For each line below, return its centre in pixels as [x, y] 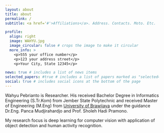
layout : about [20, 9]
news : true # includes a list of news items [51, 73]
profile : [14, 32]
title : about [18, 14]
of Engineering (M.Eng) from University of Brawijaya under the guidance [78, 106]
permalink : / [18, 19]
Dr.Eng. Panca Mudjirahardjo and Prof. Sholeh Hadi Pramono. [67, 111]
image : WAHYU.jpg [27, 41]
